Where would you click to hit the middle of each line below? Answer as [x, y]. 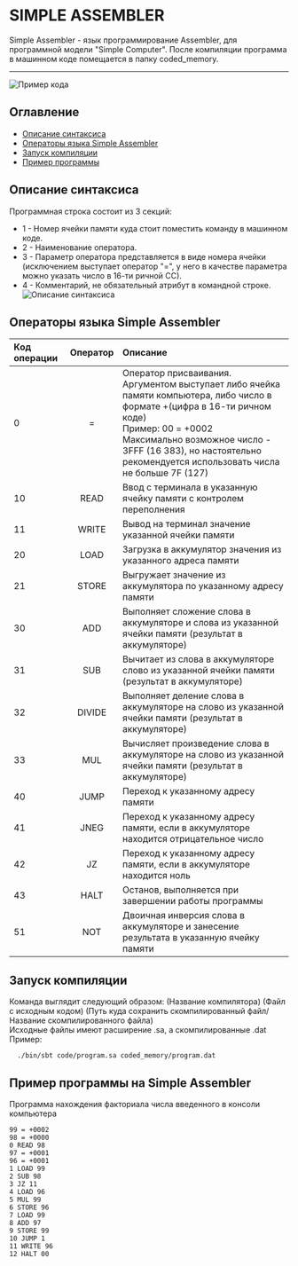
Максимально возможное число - [197, 440]
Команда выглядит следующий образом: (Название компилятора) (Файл [148, 1002]
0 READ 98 [27, 1145]
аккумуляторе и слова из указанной [201, 623]
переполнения [154, 509]
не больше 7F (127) [166, 473]
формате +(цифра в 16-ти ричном [197, 406]
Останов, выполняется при [181, 890]
